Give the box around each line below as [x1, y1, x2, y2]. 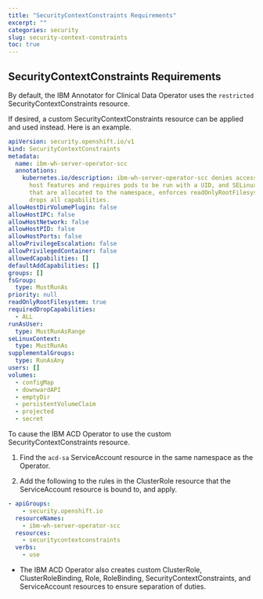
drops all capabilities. [28, 195, 110, 204]
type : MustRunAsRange [15, 327, 86, 335]
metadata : [8, 152, 41, 160]
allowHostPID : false [8, 225, 76, 233]
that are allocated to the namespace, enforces [28, 189, 188, 197]
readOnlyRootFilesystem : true [8, 298, 107, 306]
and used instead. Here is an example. [8, 122, 131, 132]
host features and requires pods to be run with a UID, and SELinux [28, 181, 258, 189]
